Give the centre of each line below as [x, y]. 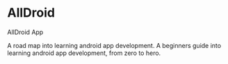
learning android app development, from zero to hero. [84, 53]
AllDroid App [25, 32]
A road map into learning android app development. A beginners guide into [114, 45]
